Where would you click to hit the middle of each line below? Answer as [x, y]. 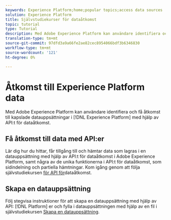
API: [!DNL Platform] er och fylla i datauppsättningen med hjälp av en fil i [81, 206]
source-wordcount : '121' [32, 52]
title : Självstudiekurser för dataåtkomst [51, 19]
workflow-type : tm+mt [28, 48]
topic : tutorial [22, 24]
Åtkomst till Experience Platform [75, 87]
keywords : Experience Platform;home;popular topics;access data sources [84, 10]
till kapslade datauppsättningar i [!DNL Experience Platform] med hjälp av [82, 117]
